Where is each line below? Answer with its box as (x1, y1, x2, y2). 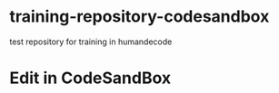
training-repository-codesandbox (9, 6, 270, 27)
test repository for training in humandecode (9, 36, 173, 47)
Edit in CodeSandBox (9, 68, 172, 88)
